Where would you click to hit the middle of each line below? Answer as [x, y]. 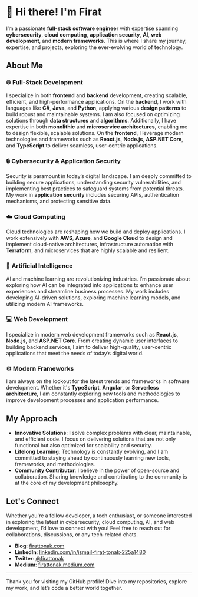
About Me [24, 66]
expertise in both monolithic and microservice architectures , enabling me [97, 127]
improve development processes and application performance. [82, 400]
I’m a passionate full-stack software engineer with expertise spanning [92, 28]
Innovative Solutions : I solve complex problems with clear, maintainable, [103, 433]
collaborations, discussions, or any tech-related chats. [72, 534]
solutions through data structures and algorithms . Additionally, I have [91, 120]
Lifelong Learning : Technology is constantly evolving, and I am [91, 451]
